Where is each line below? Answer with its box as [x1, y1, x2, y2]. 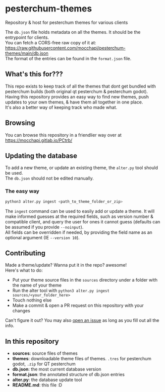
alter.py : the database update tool [12, 377, 83, 383]
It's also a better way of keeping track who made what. [5, 104, 117, 110]
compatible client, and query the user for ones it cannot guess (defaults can [5, 218, 161, 224]
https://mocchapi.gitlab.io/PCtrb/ [5, 137, 73, 143]
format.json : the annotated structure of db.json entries [12, 372, 125, 378]
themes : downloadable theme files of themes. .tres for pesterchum [12, 356, 152, 362]
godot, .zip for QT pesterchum [12, 361, 76, 367]
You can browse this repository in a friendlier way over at [5, 132, 122, 138]
